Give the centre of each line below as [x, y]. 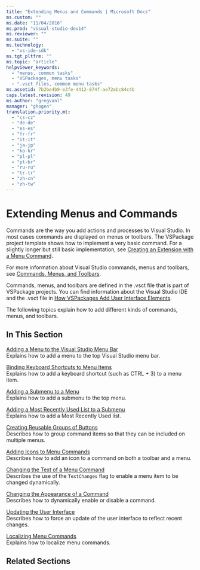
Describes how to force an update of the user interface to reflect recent [94, 518]
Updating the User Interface [41, 511]
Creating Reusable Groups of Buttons [52, 427]
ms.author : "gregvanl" [34, 100]
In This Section [35, 335]
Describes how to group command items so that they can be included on [96, 434]
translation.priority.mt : [38, 112]
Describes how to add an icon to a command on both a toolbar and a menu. [99, 458]
